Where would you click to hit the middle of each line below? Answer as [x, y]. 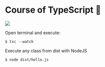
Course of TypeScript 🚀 [53, 10]
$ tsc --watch [19, 42]
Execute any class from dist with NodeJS [46, 50]
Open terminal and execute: [33, 33]
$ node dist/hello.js [27, 60]
